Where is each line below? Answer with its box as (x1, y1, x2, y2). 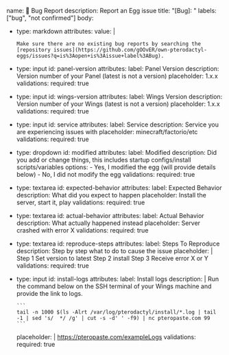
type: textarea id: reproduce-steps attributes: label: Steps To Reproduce (16, 239, 220, 248)
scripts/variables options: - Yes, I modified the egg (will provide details (16, 163, 217, 171)
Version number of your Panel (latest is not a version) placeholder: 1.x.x (16, 72, 219, 80)
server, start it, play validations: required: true (16, 198, 145, 206)
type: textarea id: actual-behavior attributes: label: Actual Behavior (16, 212, 204, 219)
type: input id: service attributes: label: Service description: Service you (16, 120, 219, 129)
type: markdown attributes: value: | (16, 28, 116, 35)
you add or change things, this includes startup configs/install (16, 155, 191, 164)
